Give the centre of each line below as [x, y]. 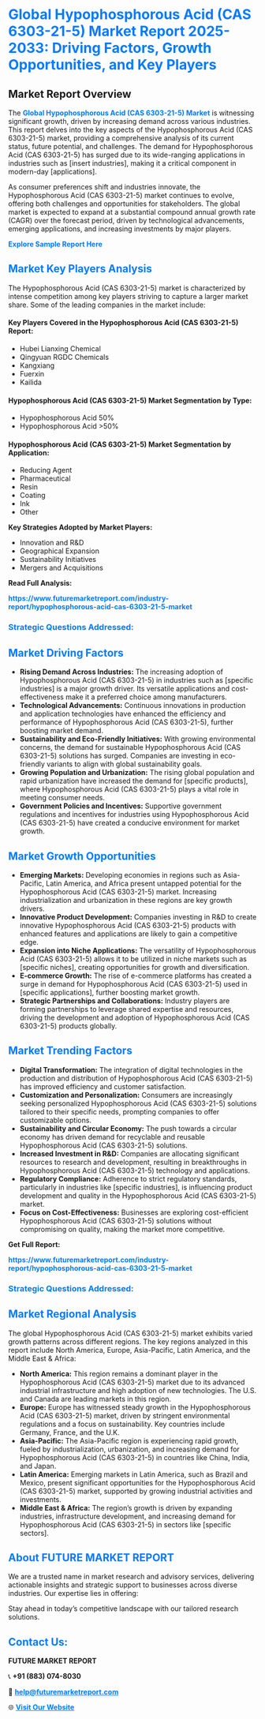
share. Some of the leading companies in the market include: [107, 305]
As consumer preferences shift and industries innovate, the [105, 187]
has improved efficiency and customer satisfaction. [103, 1086]
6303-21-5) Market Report [97, 31]
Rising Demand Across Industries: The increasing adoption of [121, 672]
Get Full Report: [34, 1244]
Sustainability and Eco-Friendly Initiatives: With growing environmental [138, 739]
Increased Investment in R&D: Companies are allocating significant [129, 1153]
